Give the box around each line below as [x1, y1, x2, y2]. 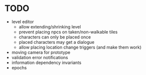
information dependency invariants [11, 60, 81, 65]
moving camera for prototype [11, 49, 71, 55]
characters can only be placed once [18, 34, 91, 40]
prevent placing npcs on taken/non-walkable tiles [18, 29, 118, 35]
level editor [11, 19, 34, 25]
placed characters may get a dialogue [18, 39, 95, 45]
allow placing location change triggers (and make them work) [18, 44, 142, 50]
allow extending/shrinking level [18, 24, 81, 29]
